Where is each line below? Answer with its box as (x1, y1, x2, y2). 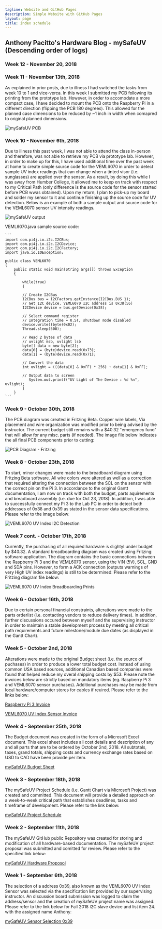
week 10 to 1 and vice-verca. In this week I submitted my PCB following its (5, 90, 152, 96)
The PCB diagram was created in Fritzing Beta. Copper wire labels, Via (5, 417, 146, 423)
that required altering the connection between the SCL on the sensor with (5, 480, 152, 486)
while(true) (22, 280, 47, 285)
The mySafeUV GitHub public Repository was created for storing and (5, 835, 143, 841)
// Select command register (22, 314, 79, 319)
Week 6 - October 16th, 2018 (5, 596, 74, 603)
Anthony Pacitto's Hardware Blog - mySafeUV (5, 38, 147, 47)
